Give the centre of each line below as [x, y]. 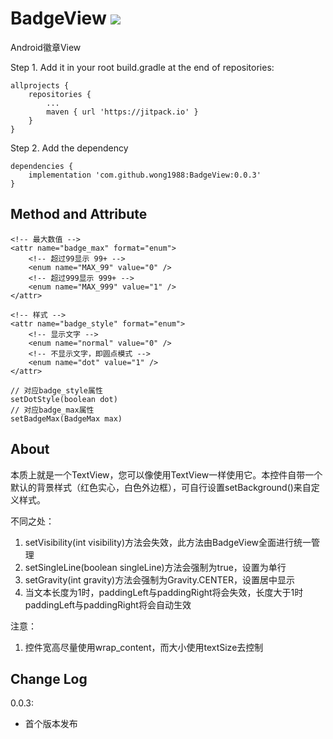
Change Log [49, 678]
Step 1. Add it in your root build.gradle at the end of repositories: [142, 67]
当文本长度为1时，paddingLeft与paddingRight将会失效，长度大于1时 [164, 592]
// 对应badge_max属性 [52, 410]
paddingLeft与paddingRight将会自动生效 [108, 604]
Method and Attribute [79, 214]
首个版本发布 [51, 724]
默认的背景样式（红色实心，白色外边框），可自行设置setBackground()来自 [161, 487]
